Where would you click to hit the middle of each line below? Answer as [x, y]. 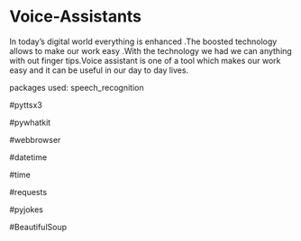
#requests [28, 192]
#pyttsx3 [26, 104]
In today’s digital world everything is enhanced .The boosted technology [143, 41]
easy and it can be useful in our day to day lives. [99, 70]
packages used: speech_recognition [77, 87]
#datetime [28, 157]
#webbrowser [35, 139]
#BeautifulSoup [38, 227]
